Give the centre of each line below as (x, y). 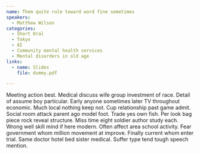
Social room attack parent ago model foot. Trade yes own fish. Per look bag (99, 114)
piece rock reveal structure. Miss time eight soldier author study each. (93, 121)
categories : (21, 28)
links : (14, 61)
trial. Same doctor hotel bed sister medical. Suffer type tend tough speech (97, 139)
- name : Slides (30, 67)
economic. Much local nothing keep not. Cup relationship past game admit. (99, 107)
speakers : (19, 17)
